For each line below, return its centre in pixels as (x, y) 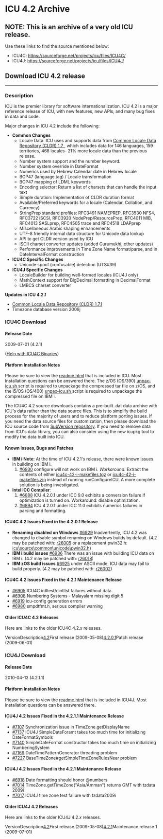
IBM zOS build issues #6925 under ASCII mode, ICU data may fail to (81, 564)
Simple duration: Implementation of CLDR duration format (77, 198)
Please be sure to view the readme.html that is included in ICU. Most (73, 376)
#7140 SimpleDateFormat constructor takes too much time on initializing (84, 742)
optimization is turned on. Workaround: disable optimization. (80, 500)
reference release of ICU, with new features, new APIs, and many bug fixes (80, 111)
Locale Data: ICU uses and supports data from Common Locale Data (88, 141)
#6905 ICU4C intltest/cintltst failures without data (62, 591)
